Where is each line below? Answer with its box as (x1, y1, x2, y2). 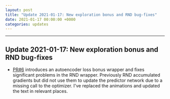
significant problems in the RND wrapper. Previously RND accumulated (12, 72, 160, 78)
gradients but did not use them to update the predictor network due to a (12, 77, 163, 84)
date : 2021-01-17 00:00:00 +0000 (5, 17, 76, 22)
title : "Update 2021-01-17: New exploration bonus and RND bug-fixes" (5, 12, 157, 17)
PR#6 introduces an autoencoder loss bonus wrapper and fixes (12, 67, 145, 73)
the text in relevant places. (12, 88, 68, 94)
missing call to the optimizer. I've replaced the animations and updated (12, 83, 160, 89)
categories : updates (5, 21, 49, 27)
